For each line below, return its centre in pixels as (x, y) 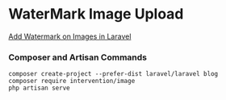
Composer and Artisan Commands (78, 57)
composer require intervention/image (72, 81)
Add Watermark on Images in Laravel (70, 36)
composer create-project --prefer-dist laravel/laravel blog (113, 74)
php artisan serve (39, 88)
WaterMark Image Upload (96, 14)
